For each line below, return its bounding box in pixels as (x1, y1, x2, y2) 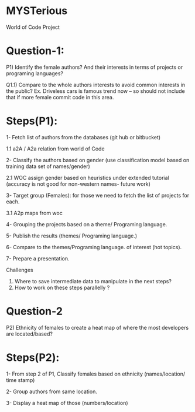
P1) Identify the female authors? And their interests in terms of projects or (6, 63, 183, 71)
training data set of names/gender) (6, 163, 91, 170)
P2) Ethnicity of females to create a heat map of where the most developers (6, 324, 189, 331)
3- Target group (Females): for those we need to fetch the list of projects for (6, 192, 189, 199)
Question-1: (6, 44, 64, 58)
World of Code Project (6, 24, 60, 31)
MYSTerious (6, 4, 68, 18)
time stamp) (6, 376, 35, 383)
